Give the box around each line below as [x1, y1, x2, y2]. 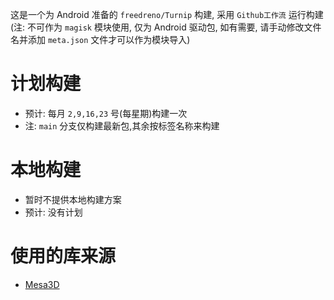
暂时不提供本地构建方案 [24, 193, 122, 205]
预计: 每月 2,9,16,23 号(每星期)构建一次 [24, 107, 188, 119]
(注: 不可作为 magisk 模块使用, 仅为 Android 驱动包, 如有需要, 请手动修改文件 [10, 21, 322, 33]
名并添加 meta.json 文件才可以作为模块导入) [10, 34, 191, 45]
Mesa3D [24, 278, 60, 290]
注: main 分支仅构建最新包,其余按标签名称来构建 [24, 119, 220, 132]
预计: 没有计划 [24, 206, 83, 218]
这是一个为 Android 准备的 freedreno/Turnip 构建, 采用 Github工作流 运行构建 [10, 9, 324, 20]
